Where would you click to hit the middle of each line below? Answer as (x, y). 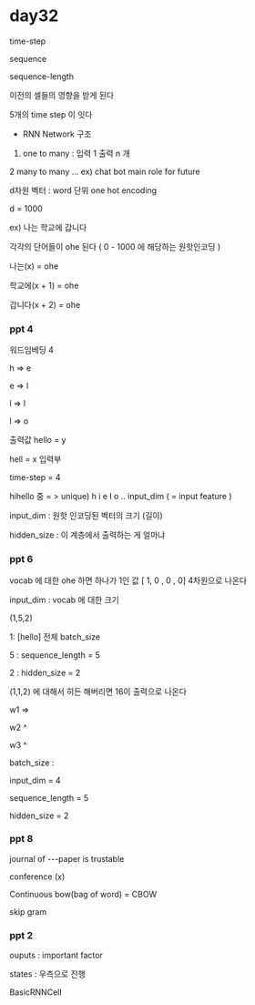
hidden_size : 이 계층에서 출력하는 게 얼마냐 (87, 535)
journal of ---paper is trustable (67, 858)
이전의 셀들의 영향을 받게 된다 (62, 95)
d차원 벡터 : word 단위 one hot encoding (83, 190)
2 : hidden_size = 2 (45, 672)
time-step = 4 (35, 477)
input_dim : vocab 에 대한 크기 (65, 600)
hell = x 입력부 (36, 459)
